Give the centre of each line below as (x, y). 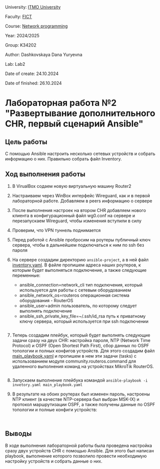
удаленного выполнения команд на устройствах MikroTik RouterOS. (83, 366)
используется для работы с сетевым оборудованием (75, 290)
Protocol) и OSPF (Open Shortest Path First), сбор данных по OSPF (80, 345)
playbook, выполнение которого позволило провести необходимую (76, 456)
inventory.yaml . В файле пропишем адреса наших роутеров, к (76, 265)
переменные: (26, 275)
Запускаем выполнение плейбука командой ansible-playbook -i (80, 380)
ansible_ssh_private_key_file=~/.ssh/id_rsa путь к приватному (82, 316)
